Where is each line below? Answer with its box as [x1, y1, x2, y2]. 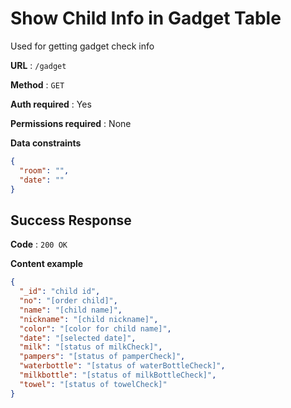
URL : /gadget [10, 59, 67, 71]
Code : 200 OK [10, 238, 68, 251]
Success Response [10, 212, 132, 229]
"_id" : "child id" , [19, 287, 101, 297]
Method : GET [10, 78, 65, 91]
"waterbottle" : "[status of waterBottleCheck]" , [19, 361, 226, 371]
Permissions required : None [10, 117, 132, 129]
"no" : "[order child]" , [19, 296, 118, 306]
